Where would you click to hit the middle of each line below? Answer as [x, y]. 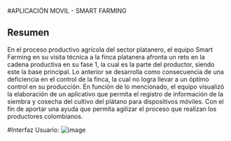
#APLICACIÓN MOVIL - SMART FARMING [67, 11]
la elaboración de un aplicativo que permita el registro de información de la [115, 94]
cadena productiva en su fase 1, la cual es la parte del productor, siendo [111, 64]
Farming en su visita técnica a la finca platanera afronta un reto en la [106, 57]
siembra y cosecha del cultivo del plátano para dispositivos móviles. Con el [115, 101]
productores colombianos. [45, 116]
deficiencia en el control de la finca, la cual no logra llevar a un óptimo [108, 79]
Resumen [28, 32]
